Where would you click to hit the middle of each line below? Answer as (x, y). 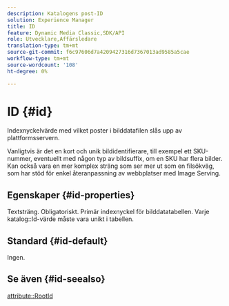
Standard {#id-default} (58, 241)
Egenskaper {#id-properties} (71, 195)
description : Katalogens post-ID (55, 13)
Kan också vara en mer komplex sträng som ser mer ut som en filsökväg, (111, 166)
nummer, (20, 159)
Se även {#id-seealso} (56, 279)
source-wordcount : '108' (43, 65)
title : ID (21, 26)
